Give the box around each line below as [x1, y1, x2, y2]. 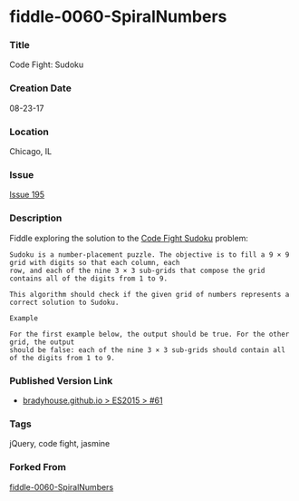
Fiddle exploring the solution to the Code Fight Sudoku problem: [9, 232, 249, 243]
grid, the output [9, 338, 75, 347]
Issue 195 [9, 189, 45, 201]
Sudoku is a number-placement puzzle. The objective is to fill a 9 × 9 [9, 250, 290, 260]
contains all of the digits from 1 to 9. [9, 274, 169, 283]
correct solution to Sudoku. [9, 298, 120, 307]
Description [9, 211, 63, 224]
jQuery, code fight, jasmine [9, 438, 111, 449]
